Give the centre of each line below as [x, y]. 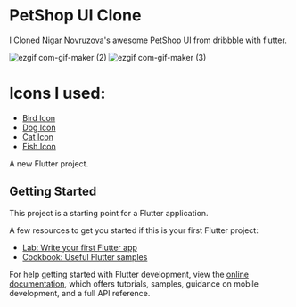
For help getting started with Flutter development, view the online [129, 274]
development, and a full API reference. [80, 293]
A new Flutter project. [49, 163]
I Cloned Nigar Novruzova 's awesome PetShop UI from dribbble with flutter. [148, 40]
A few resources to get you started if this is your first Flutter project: [134, 230]
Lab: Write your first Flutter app [80, 247]
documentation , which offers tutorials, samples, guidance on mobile [134, 283]
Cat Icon [37, 137]
